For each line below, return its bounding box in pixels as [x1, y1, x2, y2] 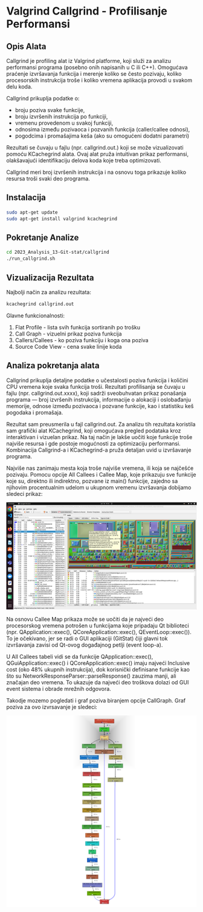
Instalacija [6, 193, 47, 203]
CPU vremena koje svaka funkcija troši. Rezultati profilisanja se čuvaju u [6, 383, 185, 390]
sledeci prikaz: [6, 490, 43, 497]
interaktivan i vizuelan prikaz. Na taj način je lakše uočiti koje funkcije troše [6, 433, 193, 440]
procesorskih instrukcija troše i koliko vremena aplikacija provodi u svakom [6, 77, 192, 84]
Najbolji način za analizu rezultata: [6, 288, 92, 296]
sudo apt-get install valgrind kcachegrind [6, 216, 118, 222]
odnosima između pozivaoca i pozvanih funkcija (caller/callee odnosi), [14, 126, 190, 133]
